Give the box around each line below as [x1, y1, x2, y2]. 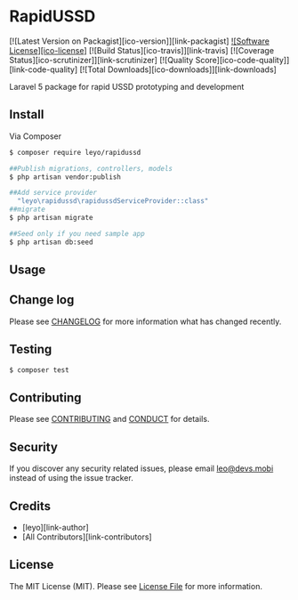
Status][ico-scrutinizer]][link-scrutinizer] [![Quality [9, 54, 194, 65]
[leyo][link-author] [21, 522, 89, 532]
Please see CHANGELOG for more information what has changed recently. [9, 316, 282, 327]
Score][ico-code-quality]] [195, 54, 290, 65]
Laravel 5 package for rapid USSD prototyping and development [9, 81, 245, 92]
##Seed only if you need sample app [9, 229, 145, 238]
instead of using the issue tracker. [9, 473, 133, 483]
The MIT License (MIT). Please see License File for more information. [9, 580, 262, 591]
